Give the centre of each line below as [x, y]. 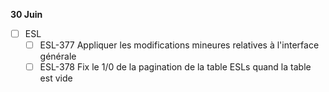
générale [58, 56]
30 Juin [26, 14]
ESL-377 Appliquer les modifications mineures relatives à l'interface [179, 45]
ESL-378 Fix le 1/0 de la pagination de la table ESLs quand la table [175, 67]
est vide [56, 78]
